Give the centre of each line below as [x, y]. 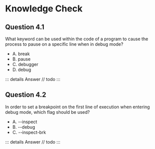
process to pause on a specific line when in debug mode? [64, 44]
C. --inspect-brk [29, 132]
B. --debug [24, 127]
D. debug [22, 70]
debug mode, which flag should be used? [48, 112]
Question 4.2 [26, 95]
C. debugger [25, 64]
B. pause [21, 59]
